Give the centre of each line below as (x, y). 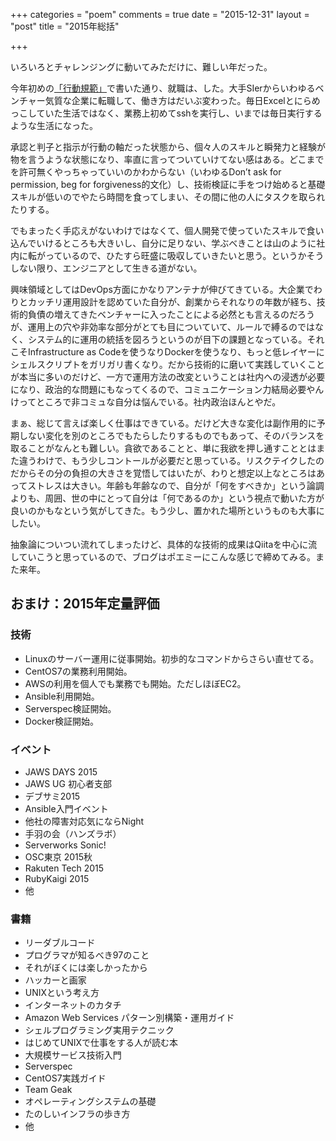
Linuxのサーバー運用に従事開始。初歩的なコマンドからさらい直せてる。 (172, 658)
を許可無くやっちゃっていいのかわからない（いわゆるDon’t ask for (146, 172)
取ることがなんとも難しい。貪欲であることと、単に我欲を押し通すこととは (163, 448)
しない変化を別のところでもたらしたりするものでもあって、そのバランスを (171, 435)
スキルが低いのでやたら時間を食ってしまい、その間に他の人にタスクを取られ (168, 197)
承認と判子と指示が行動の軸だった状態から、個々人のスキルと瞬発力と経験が (168, 147)
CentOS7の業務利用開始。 (78, 671)
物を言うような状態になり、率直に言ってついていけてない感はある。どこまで (167, 159)
